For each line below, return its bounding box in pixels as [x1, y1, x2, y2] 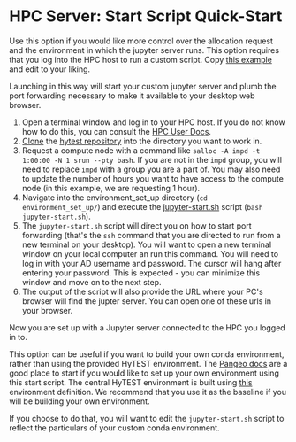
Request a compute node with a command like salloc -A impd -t [21, 144, 261, 156]
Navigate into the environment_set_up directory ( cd [21, 192, 208, 203]
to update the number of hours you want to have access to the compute [21, 173, 285, 183]
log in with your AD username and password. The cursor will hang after [21, 258, 282, 268]
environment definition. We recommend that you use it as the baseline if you [9, 386, 287, 397]
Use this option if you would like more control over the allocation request [9, 35, 274, 46]
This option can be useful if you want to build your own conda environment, [9, 348, 285, 360]
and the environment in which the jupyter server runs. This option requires [9, 44, 280, 55]
